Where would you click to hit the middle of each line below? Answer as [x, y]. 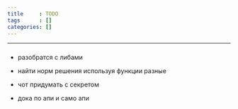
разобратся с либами [50, 58]
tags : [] [30, 20]
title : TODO [33, 14]
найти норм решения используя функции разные [92, 71]
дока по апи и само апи [53, 98]
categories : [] [30, 27]
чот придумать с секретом [58, 84]
